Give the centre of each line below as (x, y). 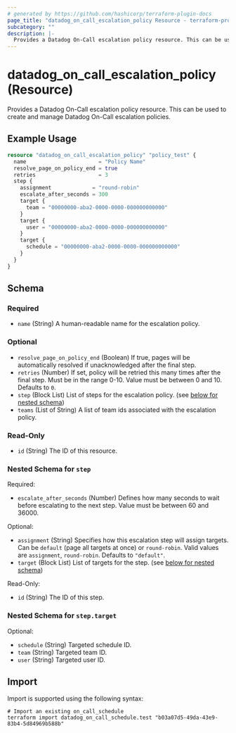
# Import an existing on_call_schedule (66, 712)
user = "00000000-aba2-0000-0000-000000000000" (97, 227)
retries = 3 (61, 175)
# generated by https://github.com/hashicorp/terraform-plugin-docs (110, 14)
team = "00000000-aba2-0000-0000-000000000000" (97, 207)
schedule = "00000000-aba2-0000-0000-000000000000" (103, 247)
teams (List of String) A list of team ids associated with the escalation (117, 410)
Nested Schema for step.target (62, 615)
